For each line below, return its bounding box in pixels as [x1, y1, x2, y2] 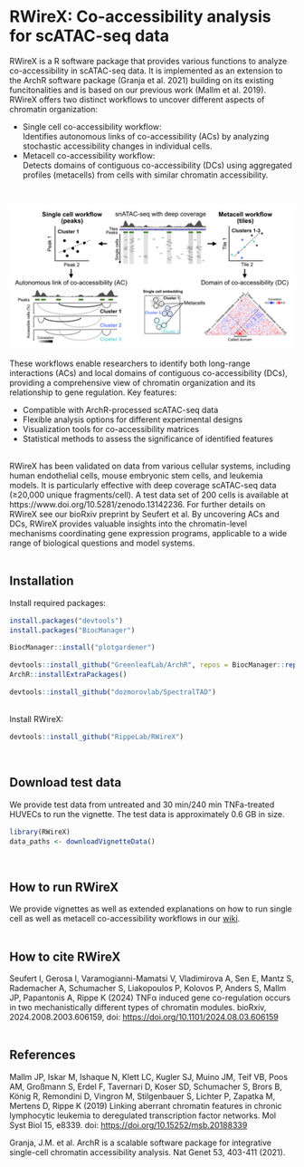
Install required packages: [9, 597, 107, 608]
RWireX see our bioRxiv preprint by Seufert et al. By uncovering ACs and [9, 508, 280, 519]
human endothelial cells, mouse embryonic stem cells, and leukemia [9, 469, 264, 481]
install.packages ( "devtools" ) [9, 616, 124, 625]
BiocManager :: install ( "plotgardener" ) [9, 643, 156, 652]
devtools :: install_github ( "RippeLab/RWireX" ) [9, 732, 184, 741]
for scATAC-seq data [9, 25, 170, 46]
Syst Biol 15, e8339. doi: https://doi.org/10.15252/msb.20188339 [9, 1119, 248, 1130]
